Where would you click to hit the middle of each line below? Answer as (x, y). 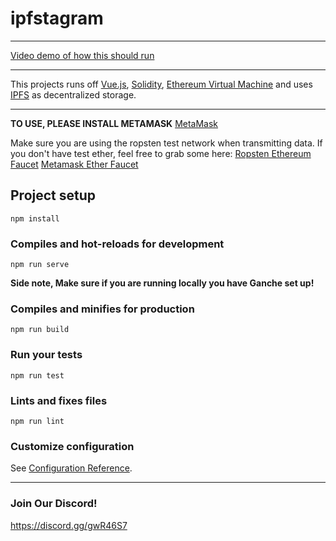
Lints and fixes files (59, 400)
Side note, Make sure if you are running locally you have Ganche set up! (162, 283)
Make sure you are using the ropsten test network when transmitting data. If (166, 143)
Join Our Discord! (54, 504)
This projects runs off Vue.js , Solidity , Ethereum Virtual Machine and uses (161, 84)
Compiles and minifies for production (102, 309)
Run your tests (46, 355)
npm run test (37, 375)
